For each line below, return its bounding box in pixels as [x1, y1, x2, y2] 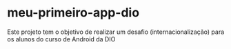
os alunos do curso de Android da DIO [7, 35, 116, 43]
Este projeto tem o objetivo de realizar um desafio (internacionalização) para [7, 28, 225, 36]
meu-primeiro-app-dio [7, 5, 140, 21]
